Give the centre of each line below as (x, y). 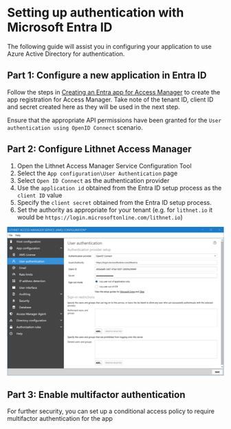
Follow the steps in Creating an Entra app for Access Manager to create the (114, 92)
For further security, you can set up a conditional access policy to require (111, 411)
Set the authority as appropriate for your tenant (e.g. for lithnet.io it (115, 210)
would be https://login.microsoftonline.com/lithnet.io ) (100, 217)
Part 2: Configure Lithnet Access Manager (99, 149)
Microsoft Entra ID (60, 27)
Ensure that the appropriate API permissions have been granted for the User (114, 120)
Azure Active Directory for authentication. (66, 54)
